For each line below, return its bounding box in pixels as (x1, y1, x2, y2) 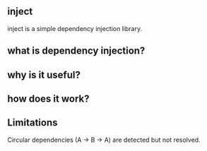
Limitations (7, 116, 58, 129)
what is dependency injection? (7, 45, 146, 57)
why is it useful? (7, 68, 81, 80)
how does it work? (7, 92, 90, 104)
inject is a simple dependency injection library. (7, 24, 143, 32)
